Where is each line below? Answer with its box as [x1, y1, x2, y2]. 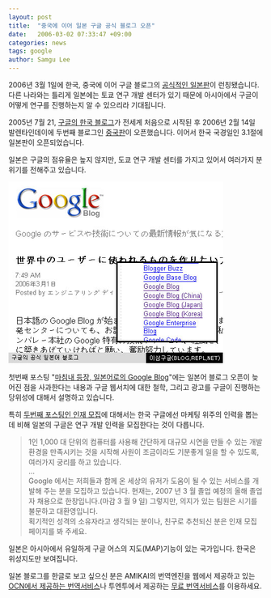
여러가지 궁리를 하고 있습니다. [28, 457, 122, 467]
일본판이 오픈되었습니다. [8, 138, 85, 147]
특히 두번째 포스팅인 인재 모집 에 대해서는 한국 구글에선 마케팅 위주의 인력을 [8, 409, 244, 419]
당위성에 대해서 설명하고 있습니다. [8, 392, 115, 402]
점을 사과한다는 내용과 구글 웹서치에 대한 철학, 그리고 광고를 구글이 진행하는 [23, 383, 261, 392]
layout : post [8, 13, 53, 21]
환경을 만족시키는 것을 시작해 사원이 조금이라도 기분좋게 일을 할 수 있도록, [28, 447, 260, 456]
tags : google [8, 47, 53, 56]
